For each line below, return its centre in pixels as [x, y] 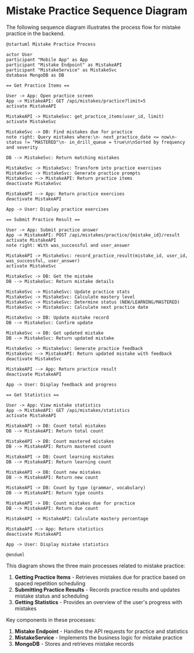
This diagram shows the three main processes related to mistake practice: [96, 565]
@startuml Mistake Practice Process [51, 44]
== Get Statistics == [33, 395]
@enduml [16, 555]
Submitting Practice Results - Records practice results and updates [97, 589]
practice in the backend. [36, 33]
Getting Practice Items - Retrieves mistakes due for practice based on [100, 577]
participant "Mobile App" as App [47, 60]
